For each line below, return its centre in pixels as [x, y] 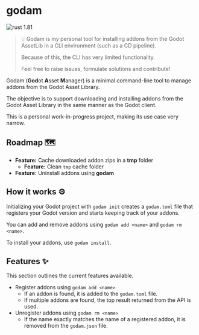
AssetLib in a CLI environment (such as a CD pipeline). [89, 45]
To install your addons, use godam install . [59, 242]
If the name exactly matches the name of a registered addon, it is [105, 319]
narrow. [16, 123]
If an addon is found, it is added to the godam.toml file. [91, 294]
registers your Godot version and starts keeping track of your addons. [93, 213]
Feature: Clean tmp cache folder [64, 167]
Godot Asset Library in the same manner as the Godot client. [81, 105]
